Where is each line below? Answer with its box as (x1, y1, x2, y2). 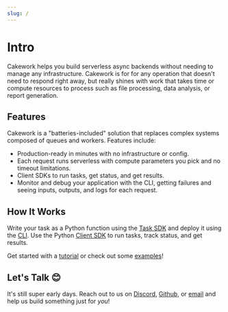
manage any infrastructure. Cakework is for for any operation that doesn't (7, 69, 216, 77)
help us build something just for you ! (7, 297, 110, 305)
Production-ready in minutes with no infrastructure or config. (16, 150, 190, 158)
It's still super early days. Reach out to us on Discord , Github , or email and (7, 290, 216, 298)
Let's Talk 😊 (7, 272, 62, 283)
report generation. (7, 91, 59, 99)
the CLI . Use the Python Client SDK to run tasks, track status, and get (7, 231, 203, 239)
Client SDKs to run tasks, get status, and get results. (16, 172, 164, 180)
